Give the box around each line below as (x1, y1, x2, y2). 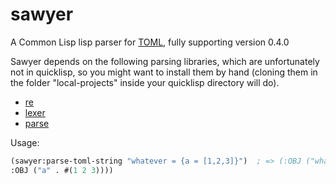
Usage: (10, 136, 40, 148)
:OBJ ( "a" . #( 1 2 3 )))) (10, 165, 114, 175)
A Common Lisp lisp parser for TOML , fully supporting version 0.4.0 (10, 36, 290, 48)
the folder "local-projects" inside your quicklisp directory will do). (10, 76, 280, 88)
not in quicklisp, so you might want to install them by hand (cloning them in (10, 66, 318, 78)
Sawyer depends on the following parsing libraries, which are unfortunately (10, 55, 320, 67)
